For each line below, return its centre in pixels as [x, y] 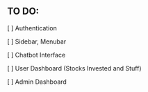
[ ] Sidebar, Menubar [37, 42]
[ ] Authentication [32, 28]
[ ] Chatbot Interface [36, 55]
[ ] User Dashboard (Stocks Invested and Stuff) [74, 68]
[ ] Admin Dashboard [37, 82]
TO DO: [23, 11]
